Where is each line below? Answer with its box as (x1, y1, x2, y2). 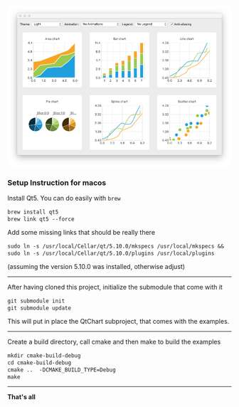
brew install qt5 (7, 208, 59, 216)
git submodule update (7, 305, 72, 312)
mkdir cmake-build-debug (7, 351, 81, 359)
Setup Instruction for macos (7, 177, 107, 187)
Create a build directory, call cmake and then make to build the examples (7, 337, 221, 346)
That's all (7, 392, 36, 401)
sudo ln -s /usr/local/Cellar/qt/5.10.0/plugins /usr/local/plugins (7, 250, 215, 257)
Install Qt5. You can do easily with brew (7, 194, 121, 202)
